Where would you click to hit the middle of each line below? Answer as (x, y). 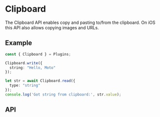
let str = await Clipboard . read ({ (40, 81)
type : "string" (25, 86)
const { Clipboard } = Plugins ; (38, 54)
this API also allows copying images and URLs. (52, 27)
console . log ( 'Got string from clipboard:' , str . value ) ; (63, 94)
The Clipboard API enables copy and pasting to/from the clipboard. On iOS (80, 22)
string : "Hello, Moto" (33, 68)
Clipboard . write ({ (24, 63)
